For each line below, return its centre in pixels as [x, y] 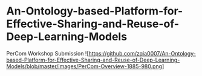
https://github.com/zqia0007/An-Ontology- [142, 53]
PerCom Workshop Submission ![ [47, 53]
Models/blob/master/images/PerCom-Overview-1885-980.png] [85, 66]
